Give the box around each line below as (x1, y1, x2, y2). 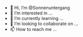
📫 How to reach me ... (10, 26, 57, 32)
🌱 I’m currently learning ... (10, 15, 64, 21)
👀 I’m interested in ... (10, 10, 53, 16)
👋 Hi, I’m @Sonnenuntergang (10, 5, 70, 10)
